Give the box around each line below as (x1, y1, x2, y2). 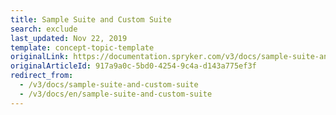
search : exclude (10, 24, 78, 34)
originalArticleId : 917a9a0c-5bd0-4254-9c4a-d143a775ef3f (10, 61, 257, 71)
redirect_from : (10, 71, 74, 81)
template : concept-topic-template (10, 42, 155, 53)
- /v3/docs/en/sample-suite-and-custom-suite (19, 89, 213, 99)
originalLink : (10, 52, 70, 62)
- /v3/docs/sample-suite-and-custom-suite (19, 80, 199, 90)
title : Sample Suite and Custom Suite (10, 14, 172, 25)
